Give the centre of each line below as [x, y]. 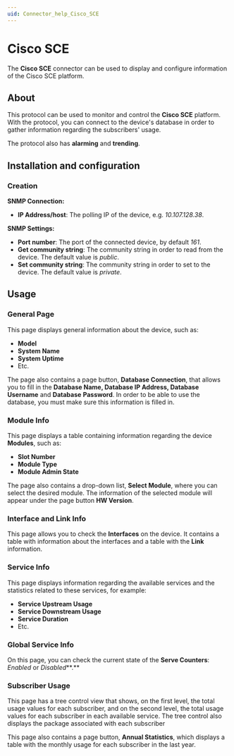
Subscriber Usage [39, 685]
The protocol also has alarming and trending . [74, 144]
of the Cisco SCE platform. [46, 75]
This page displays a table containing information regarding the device [110, 436]
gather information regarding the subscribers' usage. [84, 130]
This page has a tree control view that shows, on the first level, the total [111, 701]
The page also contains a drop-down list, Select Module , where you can [112, 486]
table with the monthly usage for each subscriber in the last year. [101, 745]
